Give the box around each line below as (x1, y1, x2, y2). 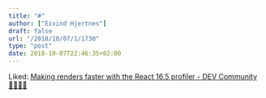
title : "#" (8, 11, 45, 20)
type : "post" (8, 42, 53, 50)
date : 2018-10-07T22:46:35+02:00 (8, 49, 122, 58)
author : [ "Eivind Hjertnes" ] (8, 19, 107, 28)
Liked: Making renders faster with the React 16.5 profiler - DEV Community (8, 72, 258, 81)
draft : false (8, 27, 53, 35)
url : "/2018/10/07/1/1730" (8, 34, 100, 43)
